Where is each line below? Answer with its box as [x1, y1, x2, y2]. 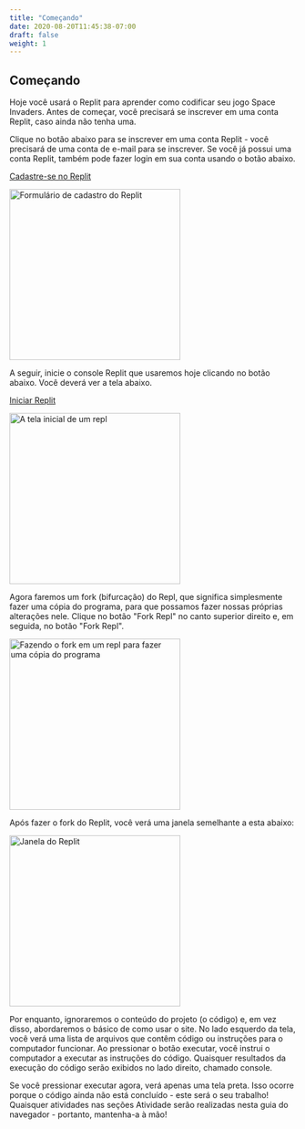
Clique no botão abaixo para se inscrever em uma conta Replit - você [9, 134, 269, 145]
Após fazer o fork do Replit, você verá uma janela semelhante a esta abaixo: [9, 817, 294, 828]
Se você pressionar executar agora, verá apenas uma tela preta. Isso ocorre [9, 1080, 294, 1091]
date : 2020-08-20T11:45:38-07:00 [9, 22, 137, 31]
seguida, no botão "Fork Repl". [9, 621, 125, 632]
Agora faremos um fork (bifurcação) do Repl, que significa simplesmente [9, 592, 283, 603]
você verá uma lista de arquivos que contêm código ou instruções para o [9, 1033, 284, 1044]
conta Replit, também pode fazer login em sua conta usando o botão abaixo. [9, 153, 296, 164]
